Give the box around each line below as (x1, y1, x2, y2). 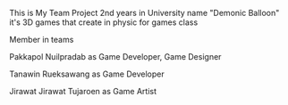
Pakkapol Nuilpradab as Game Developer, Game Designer (9, 52, 222, 61)
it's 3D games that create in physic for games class (9, 17, 199, 28)
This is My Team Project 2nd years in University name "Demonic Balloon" (9, 8, 280, 18)
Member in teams (9, 35, 74, 44)
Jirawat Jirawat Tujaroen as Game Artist (9, 86, 157, 96)
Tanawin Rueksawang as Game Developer (9, 69, 165, 79)
